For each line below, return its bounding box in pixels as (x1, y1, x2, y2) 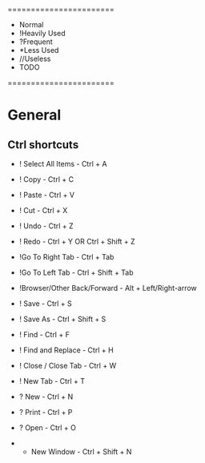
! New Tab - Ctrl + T (18, 376, 86, 385)
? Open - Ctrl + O (18, 423, 77, 433)
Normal (18, 20, 44, 29)
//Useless (18, 54, 51, 63)
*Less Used (18, 46, 59, 54)
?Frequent (18, 37, 53, 46)
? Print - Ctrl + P (18, 408, 73, 417)
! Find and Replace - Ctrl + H (18, 345, 114, 355)
